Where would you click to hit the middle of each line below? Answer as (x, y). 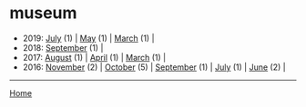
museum (43, 13)
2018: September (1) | (63, 47)
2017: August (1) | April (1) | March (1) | (94, 57)
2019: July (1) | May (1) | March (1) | (88, 38)
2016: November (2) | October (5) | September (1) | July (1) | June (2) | (154, 67)
